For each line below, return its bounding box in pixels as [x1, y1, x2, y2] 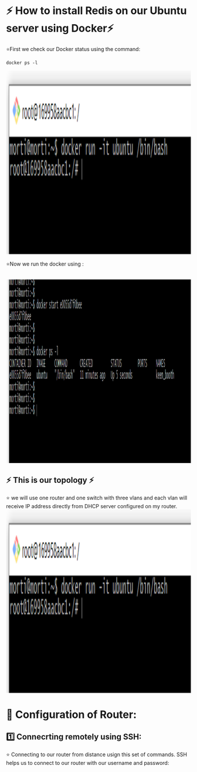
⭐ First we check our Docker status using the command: [6, 45, 141, 52]
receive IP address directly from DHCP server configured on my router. [6, 502, 178, 509]
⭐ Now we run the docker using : [6, 260, 84, 267]
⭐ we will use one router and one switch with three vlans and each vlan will [6, 494, 188, 501]
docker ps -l [6, 59, 38, 66]
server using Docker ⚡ [6, 22, 114, 35]
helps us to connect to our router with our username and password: [6, 759, 169, 766]
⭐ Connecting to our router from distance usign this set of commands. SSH [6, 751, 188, 758]
